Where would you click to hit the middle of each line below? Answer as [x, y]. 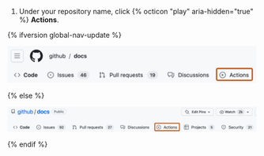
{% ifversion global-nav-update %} [64, 35]
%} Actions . [39, 20]
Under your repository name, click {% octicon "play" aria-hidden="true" [136, 11]
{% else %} [26, 96]
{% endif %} [28, 144]
